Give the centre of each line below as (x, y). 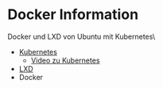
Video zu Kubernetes (65, 60)
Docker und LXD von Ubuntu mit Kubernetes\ (81, 36)
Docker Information (73, 15)
